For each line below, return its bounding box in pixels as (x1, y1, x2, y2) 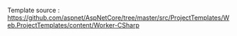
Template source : (7, 6, 60, 14)
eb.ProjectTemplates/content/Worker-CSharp (7, 21, 140, 29)
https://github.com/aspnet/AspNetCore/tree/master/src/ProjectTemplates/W (7, 13, 230, 22)
